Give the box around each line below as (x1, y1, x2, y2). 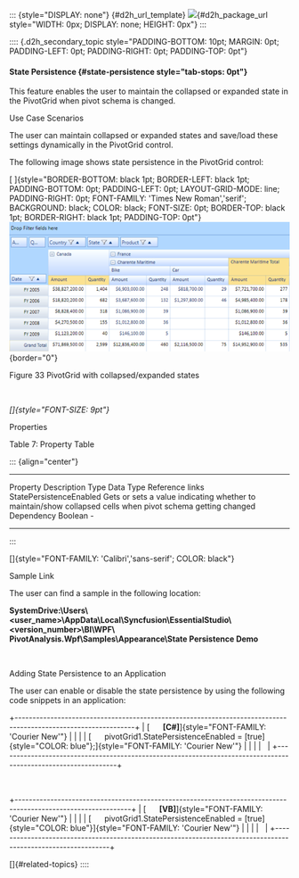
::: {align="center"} (9, 456, 78, 467)
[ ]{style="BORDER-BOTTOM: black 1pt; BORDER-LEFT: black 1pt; (9, 174, 250, 185)
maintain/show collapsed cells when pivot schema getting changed (9, 501, 256, 511)
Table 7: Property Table (9, 439, 95, 450)
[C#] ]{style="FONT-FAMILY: (162, 722, 267, 732)
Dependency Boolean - (9, 510, 94, 521)
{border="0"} (9, 352, 59, 363)
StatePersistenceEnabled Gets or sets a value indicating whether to (9, 492, 256, 501)
